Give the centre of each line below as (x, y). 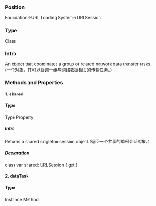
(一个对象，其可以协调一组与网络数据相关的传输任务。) (58, 70)
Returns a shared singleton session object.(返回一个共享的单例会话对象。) (77, 142)
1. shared (14, 94)
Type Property (19, 117)
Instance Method (22, 199)
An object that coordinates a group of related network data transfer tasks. (78, 64)
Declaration (17, 153)
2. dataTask (17, 176)
